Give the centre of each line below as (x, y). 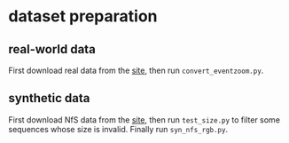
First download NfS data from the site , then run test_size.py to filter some (144, 119)
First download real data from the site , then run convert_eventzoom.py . (136, 70)
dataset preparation (83, 16)
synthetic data (49, 98)
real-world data (52, 49)
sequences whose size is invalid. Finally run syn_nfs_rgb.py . (118, 129)
